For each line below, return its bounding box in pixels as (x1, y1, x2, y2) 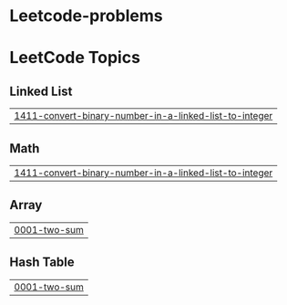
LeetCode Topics (9, 47, 141, 68)
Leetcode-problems (9, 5, 163, 26)
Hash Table (9, 255, 75, 270)
